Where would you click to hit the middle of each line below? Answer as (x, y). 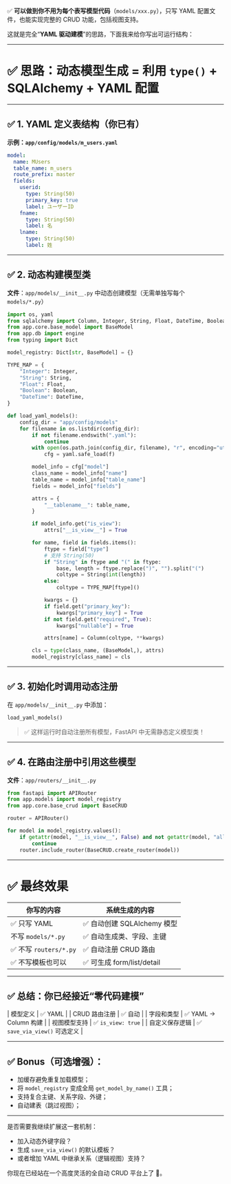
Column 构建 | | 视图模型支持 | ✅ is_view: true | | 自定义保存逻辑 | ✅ (104, 1023)
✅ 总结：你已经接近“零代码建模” (76, 996)
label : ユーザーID (49, 206)
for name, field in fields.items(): (84, 543)
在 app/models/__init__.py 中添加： (58, 704)
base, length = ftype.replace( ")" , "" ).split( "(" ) (130, 569)
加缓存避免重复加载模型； (53, 1080)
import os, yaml (30, 314)
